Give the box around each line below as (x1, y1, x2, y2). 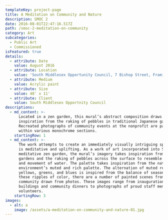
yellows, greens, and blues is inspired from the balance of (18, 170, 149, 175)
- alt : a (9, 202, 28, 207)
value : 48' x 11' (14, 91, 50, 96)
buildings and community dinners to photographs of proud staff (18, 184, 155, 189)
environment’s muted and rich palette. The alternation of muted (18, 165, 157, 170)
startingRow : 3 (14, 193, 46, 198)
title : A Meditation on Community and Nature (5, 12, 101, 17)
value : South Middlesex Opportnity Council (14, 100, 106, 105)
